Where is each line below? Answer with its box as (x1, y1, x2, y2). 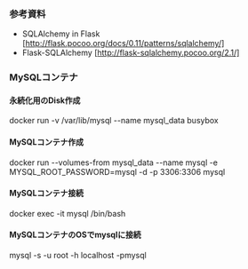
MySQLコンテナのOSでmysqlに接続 (9, 229, 141, 241)
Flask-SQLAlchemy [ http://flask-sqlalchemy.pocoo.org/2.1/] (21, 47, 240, 59)
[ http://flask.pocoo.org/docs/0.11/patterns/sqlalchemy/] (21, 38, 225, 49)
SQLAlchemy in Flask (21, 28, 100, 39)
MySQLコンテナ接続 (9, 188, 84, 199)
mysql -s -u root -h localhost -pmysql (9, 250, 147, 261)
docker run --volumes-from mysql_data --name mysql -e (9, 157, 218, 168)
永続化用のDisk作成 (9, 95, 81, 106)
